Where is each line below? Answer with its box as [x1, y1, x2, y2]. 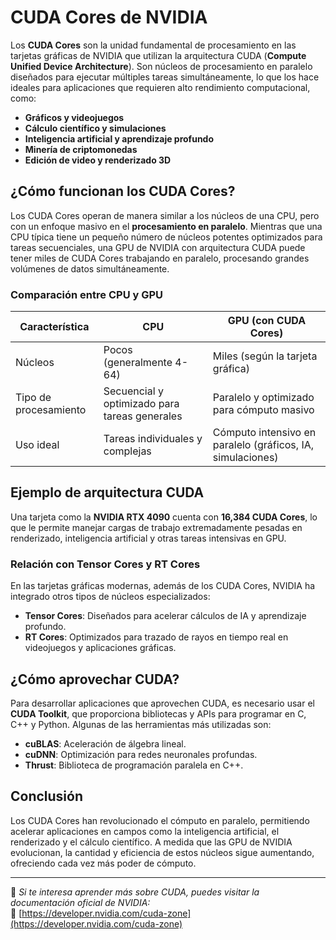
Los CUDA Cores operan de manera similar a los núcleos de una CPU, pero [10, 209, 320, 221]
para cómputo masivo [212, 403, 315, 417]
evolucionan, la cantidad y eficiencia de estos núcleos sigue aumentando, [10, 846, 315, 858]
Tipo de [15, 391, 52, 405]
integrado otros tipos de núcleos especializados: [10, 591, 211, 603]
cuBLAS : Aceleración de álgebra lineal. [24, 737, 187, 750]
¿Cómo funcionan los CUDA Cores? [10, 183, 236, 200]
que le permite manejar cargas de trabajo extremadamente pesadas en [10, 521, 303, 533]
